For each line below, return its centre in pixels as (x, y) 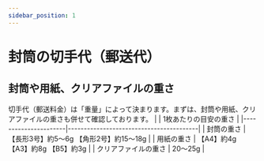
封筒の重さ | (226, 129)
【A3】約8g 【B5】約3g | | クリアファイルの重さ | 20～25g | (107, 148)
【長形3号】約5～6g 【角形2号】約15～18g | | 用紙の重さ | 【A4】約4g (123, 138)
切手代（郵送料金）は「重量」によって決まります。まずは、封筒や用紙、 (125, 109)
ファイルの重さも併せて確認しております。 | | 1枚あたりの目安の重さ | (127, 118)
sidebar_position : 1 (42, 15)
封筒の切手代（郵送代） (85, 57)
